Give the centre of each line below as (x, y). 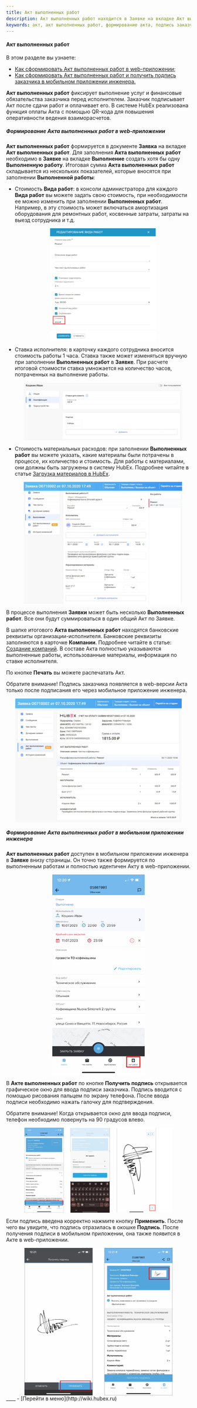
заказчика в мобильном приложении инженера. (75, 81)
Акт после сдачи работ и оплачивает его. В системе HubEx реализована (97, 105)
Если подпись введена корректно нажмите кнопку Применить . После (95, 1221)
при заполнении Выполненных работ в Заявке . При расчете (91, 362)
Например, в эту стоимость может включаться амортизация (91, 207)
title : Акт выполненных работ (43, 12)
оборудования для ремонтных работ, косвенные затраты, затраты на (102, 213)
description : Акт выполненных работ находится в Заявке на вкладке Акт (95, 19)
